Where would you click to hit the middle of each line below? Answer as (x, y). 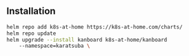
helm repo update (31, 33)
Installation (31, 11)
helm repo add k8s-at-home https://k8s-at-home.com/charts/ (95, 27)
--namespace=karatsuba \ (54, 46)
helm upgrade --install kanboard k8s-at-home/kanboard (87, 40)
